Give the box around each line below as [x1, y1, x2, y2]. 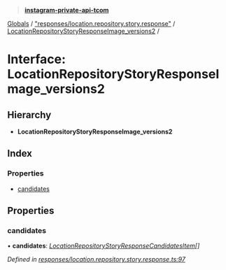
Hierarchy [7, 108, 52, 121]
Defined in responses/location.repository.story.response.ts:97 [7, 255, 185, 264]
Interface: [7, 52, 66, 67]
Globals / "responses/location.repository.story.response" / [7, 20, 176, 27]
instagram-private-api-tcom [24, 6, 109, 14]
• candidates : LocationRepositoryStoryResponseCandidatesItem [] [7, 241, 200, 250]
